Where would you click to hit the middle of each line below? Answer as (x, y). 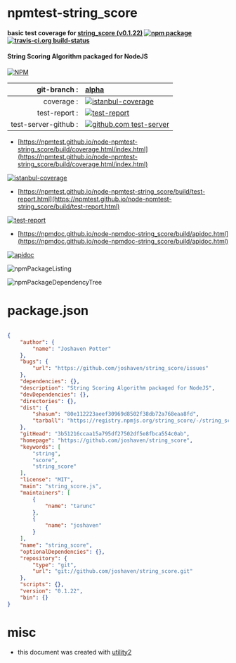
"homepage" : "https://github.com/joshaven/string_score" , (106, 440)
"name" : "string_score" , (56, 545)
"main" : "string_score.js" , (61, 487)
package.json (48, 311)
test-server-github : (45, 124)
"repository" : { (44, 558)
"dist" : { (34, 408)
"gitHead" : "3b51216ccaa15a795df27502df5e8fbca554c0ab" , (105, 434)
